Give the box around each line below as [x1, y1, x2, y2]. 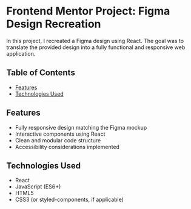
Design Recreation [6, 17, 101, 31]
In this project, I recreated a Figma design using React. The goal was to [6, 37, 184, 44]
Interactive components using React [15, 130, 106, 138]
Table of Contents [6, 68, 76, 78]
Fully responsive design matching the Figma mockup [15, 124, 147, 131]
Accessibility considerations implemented [15, 143, 120, 150]
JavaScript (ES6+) [15, 183, 61, 190]
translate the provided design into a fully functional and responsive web [6, 44, 186, 51]
